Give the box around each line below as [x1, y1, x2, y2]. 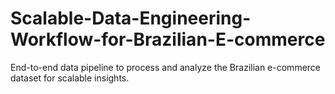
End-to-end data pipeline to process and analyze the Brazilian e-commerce [10, 61, 322, 73]
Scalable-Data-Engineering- [10, 7, 252, 30]
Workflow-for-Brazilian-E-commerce [10, 28, 326, 51]
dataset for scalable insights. [10, 72, 130, 84]
